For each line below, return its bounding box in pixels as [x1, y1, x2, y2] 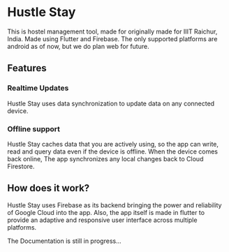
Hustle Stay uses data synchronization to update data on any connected [7, 99, 215, 108]
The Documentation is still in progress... [7, 237, 122, 245]
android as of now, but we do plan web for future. [7, 42, 149, 50]
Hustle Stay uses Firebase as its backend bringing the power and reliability [7, 200, 222, 209]
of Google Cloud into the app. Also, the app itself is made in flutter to [7, 208, 205, 216]
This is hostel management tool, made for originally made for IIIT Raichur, [7, 27, 218, 36]
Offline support [7, 124, 61, 133]
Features [7, 62, 47, 74]
